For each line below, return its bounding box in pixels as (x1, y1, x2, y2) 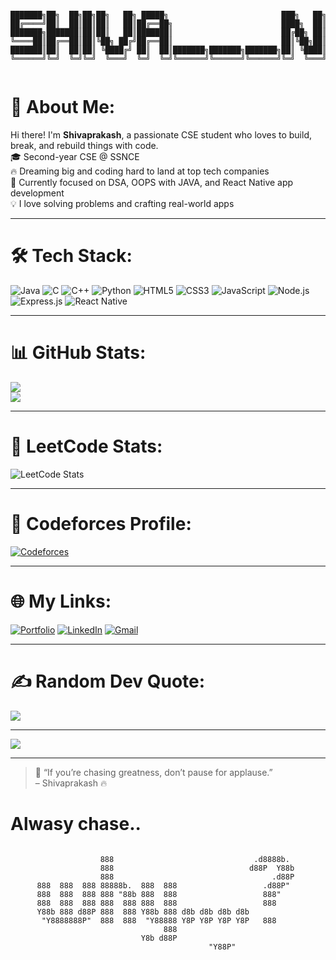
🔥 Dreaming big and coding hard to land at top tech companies (10, 165, 270, 177)
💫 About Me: (10, 96, 116, 119)
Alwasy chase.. (10, 812, 142, 835)
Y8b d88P (140, 933, 178, 943)
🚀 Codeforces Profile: (10, 512, 192, 535)
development (10, 187, 65, 199)
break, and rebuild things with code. (10, 139, 159, 151)
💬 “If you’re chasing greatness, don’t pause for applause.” (34, 766, 273, 778)
